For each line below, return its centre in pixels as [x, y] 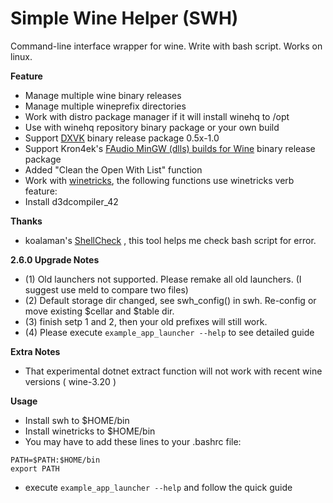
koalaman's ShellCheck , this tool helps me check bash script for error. [170, 240]
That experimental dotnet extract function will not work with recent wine [173, 371]
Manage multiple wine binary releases [103, 95]
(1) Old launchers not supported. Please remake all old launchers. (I [163, 279]
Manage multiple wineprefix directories [105, 106]
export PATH [35, 468]
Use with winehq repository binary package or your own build [152, 127]
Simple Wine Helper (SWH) [124, 18]
